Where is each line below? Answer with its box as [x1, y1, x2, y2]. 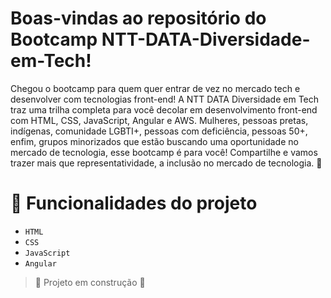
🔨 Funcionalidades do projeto [10, 192, 258, 215]
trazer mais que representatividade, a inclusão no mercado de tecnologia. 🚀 [10, 157, 323, 169]
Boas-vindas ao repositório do [10, 7, 267, 30]
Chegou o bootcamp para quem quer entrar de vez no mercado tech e [10, 82, 301, 94]
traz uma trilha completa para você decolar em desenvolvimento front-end [10, 103, 318, 116]
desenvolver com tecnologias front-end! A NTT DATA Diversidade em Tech [10, 93, 320, 105]
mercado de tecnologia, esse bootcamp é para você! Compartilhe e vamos [10, 146, 318, 158]
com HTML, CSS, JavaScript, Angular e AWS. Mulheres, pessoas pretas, [10, 114, 309, 126]
